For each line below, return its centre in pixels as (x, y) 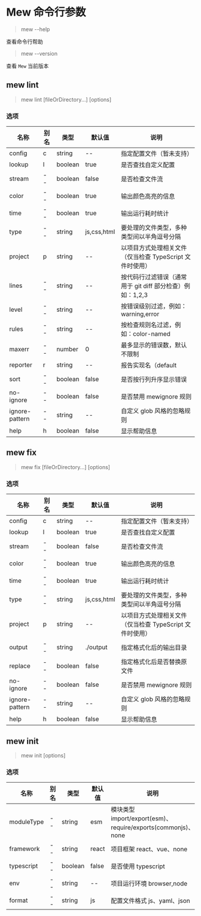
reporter (21, 365)
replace (20, 666)
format (19, 900)
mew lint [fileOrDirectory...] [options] (66, 99)
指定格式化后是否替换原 (154, 662)
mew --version (39, 53)
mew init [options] (43, 755)
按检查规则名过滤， (148, 325)
